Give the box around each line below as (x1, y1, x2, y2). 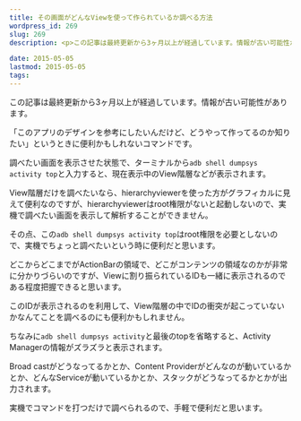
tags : (9, 71, 30, 81)
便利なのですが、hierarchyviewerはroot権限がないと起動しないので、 (24, 198, 279, 209)
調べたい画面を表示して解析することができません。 (24, 210, 213, 220)
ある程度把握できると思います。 (9, 281, 127, 292)
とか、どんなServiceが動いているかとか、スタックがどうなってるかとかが (9, 372, 280, 382)
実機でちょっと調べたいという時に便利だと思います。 (24, 239, 221, 251)
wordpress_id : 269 (9, 21, 78, 30)
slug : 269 (9, 30, 47, 39)
